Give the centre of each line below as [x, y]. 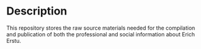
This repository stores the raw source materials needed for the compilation [101, 28]
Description [37, 11]
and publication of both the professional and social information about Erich [100, 34]
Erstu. [14, 41]
